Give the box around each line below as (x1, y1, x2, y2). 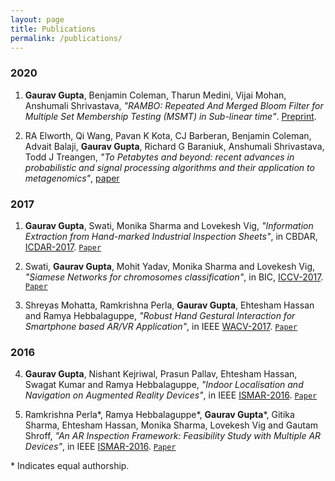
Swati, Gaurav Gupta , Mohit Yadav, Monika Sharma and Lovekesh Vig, (24, 260, 316, 272)
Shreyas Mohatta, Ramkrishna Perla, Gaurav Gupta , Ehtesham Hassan (24, 299, 315, 311)
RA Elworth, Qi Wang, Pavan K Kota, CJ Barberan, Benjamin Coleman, (24, 129, 312, 141)
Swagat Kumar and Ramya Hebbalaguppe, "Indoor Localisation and (24, 379, 304, 391)
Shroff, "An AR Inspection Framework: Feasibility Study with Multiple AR (24, 430, 322, 442)
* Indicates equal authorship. (10, 460, 130, 472)
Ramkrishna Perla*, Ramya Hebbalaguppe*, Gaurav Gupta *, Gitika (24, 409, 295, 421)
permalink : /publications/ (10, 33, 123, 43)
